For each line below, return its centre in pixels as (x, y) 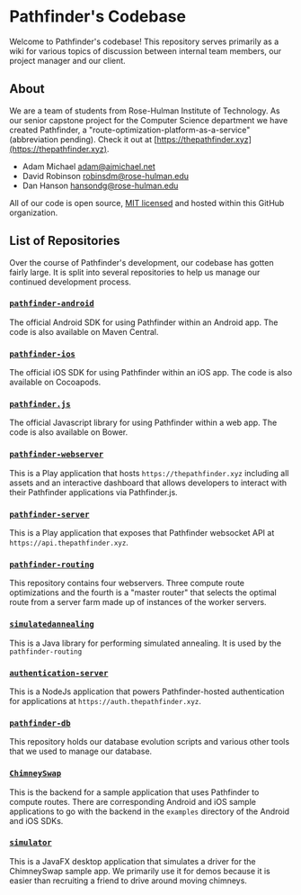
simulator (31, 843)
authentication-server (59, 673)
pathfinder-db (40, 723)
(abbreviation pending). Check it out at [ (83, 139)
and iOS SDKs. (36, 820)
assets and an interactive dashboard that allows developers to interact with (148, 483)
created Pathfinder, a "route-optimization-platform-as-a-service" (130, 130)
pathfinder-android (52, 304)
